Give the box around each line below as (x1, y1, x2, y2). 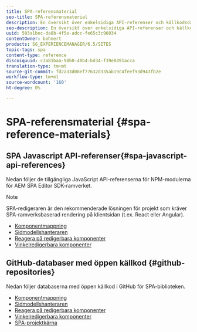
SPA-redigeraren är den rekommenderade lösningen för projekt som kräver (6, 205, 188, 212)
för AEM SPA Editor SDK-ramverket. (6, 182, 92, 189)
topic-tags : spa (6, 47, 46, 53)
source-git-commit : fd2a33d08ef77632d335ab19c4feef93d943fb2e (6, 69, 161, 74)
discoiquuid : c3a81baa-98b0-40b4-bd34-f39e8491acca (6, 57, 135, 63)
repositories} (6, 267, 55, 277)
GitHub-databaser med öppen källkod (6, 258, 147, 268)
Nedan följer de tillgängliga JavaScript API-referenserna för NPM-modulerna (6, 175, 191, 182)
